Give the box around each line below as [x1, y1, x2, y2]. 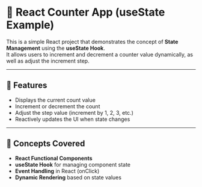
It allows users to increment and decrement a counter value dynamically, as [6, 51, 194, 58]
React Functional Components [14, 155, 93, 162]
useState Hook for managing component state [14, 161, 131, 168]
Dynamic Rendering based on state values [14, 174, 122, 181]
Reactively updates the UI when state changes [14, 115, 130, 123]
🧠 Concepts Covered [6, 138, 85, 149]
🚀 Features [6, 81, 47, 91]
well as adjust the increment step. [6, 57, 90, 64]
